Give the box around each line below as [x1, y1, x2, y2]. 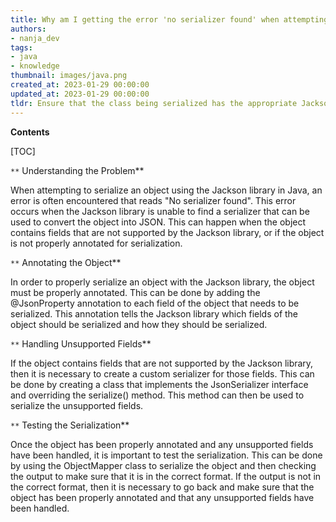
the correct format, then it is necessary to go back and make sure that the [10, 481, 315, 493]
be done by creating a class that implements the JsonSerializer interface [10, 378, 309, 390]
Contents [10, 126, 50, 138]
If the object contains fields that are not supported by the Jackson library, [10, 357, 314, 369]
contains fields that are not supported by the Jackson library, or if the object [10, 226, 325, 238]
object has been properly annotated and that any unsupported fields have [10, 491, 315, 503]
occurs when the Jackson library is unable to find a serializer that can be [10, 205, 310, 217]
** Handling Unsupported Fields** [10, 337, 152, 350]
